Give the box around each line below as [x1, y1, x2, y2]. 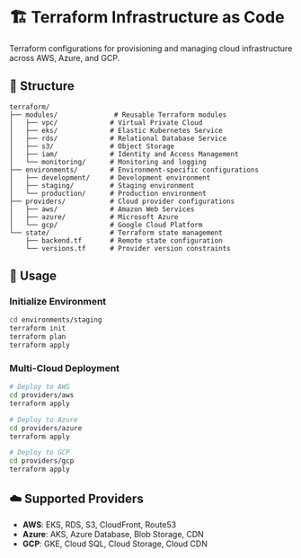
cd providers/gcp [9, 456, 75, 465]
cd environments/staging [9, 315, 102, 324]
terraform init [9, 324, 66, 333]
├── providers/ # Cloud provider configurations [9, 197, 235, 206]
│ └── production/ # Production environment [9, 189, 207, 198]
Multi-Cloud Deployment [9, 361, 120, 374]
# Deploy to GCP [9, 448, 70, 457]
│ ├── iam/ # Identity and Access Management [9, 149, 240, 158]
